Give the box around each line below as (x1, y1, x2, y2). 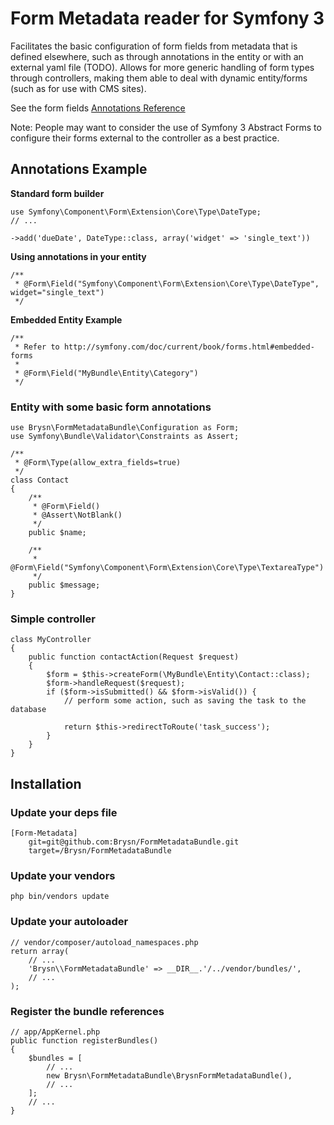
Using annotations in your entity (10, 250, 147, 262)
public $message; (28, 580, 101, 591)
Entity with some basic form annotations (10, 400, 212, 414)
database (10, 705, 47, 715)
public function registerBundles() (10, 1035, 159, 1046)
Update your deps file (10, 805, 118, 819)
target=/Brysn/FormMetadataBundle (28, 846, 172, 856)
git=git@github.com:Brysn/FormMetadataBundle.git (28, 837, 240, 847)
